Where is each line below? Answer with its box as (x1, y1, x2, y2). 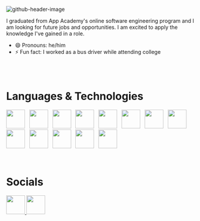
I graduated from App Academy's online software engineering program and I (6, 17, 195, 24)
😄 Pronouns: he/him (14, 42, 66, 49)
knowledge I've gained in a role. (6, 30, 85, 37)
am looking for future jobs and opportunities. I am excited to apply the (6, 24, 178, 31)
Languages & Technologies (6, 90, 144, 103)
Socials (6, 175, 44, 189)
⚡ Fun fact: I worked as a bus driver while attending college (14, 49, 161, 55)
